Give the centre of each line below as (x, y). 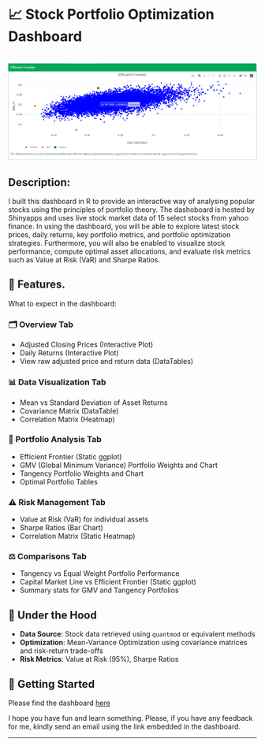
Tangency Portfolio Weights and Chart (82, 473)
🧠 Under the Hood (52, 615)
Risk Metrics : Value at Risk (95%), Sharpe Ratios (99, 659)
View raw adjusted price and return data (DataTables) (106, 362)
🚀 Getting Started (52, 684)
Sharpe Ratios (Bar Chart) (62, 528)
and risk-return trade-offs (62, 651)
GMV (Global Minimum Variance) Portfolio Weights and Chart (119, 465)
